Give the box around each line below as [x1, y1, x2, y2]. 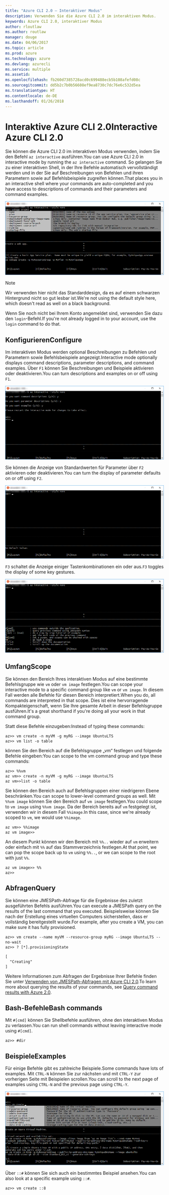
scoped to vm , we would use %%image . [5, 814, 81, 820]
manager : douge [5, 35, 37, 40]
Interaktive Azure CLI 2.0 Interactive [5, 121, 157, 132]
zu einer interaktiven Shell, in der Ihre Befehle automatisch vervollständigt [5, 165, 158, 171]
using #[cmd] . [5, 1028, 33, 1034]
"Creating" [10, 959, 33, 964]
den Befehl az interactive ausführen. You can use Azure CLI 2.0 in [5, 154, 144, 160]
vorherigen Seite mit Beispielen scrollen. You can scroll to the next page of [5, 1076, 158, 1082]
